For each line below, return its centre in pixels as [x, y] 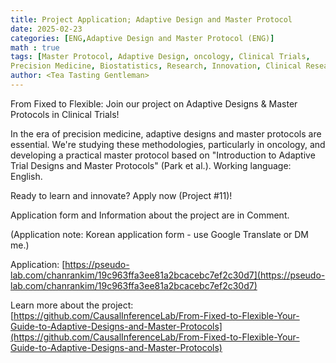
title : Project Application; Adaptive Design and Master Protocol [151, 19]
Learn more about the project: [72, 305]
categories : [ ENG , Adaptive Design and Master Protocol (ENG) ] [142, 38]
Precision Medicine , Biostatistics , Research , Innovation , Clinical [156, 66]
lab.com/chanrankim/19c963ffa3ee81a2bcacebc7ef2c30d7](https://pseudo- [168, 275]
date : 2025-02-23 [46, 29]
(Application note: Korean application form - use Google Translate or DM [160, 234]
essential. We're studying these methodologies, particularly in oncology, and [168, 144]
